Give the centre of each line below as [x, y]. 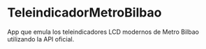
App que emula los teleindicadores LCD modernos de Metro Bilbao [103, 32]
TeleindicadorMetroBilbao [84, 13]
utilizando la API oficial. [41, 39]
